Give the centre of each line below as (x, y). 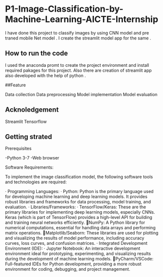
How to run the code (37, 53)
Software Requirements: (29, 167)
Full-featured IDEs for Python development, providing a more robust (73, 264)
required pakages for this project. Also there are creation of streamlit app (79, 70)
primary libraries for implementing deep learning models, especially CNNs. (80, 212)
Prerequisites (18, 148)
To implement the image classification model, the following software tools (79, 177)
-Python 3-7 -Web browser (32, 158)
